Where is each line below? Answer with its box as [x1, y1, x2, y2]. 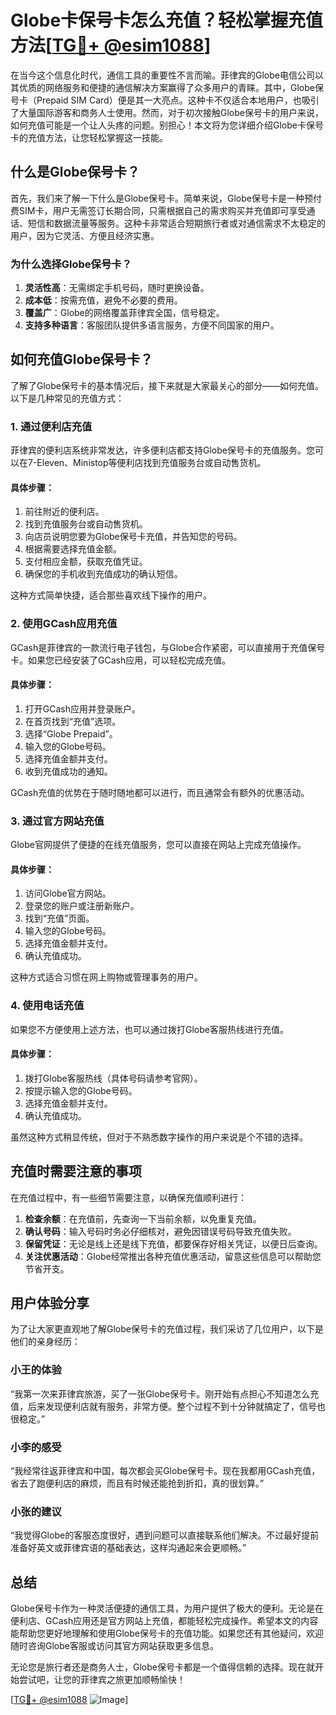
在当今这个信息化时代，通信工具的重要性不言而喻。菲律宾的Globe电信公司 [10, 69, 315, 81]
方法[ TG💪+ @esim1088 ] [10, 34, 212, 57]
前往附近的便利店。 [24, 506, 105, 518]
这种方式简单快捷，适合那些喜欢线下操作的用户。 [10, 589, 212, 601]
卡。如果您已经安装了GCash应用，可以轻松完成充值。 [10, 654, 232, 666]
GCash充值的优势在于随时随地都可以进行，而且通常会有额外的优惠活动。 [10, 786, 310, 798]
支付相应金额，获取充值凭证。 [24, 556, 148, 568]
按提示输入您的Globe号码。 [24, 1084, 138, 1096]
